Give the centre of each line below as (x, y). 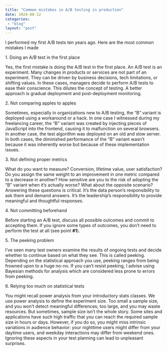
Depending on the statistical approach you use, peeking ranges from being (82, 261)
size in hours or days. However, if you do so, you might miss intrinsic (76, 322)
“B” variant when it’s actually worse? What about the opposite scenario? (79, 185)
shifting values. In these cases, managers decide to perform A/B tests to (79, 83)
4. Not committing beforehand (36, 211)
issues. (12, 150)
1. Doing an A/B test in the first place (43, 57)
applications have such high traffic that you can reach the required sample (82, 317)
